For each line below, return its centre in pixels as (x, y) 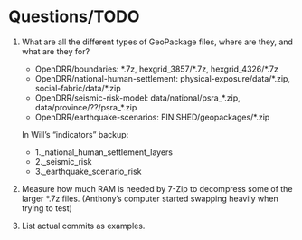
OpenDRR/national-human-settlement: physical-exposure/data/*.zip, (163, 78)
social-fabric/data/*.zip (78, 88)
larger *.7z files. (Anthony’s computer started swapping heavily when (150, 198)
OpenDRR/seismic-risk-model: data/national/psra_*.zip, (137, 98)
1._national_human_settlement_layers (104, 152)
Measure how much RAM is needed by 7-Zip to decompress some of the (157, 188)
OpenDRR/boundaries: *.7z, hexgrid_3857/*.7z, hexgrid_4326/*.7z (157, 69)
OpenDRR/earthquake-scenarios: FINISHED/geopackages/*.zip (152, 117)
